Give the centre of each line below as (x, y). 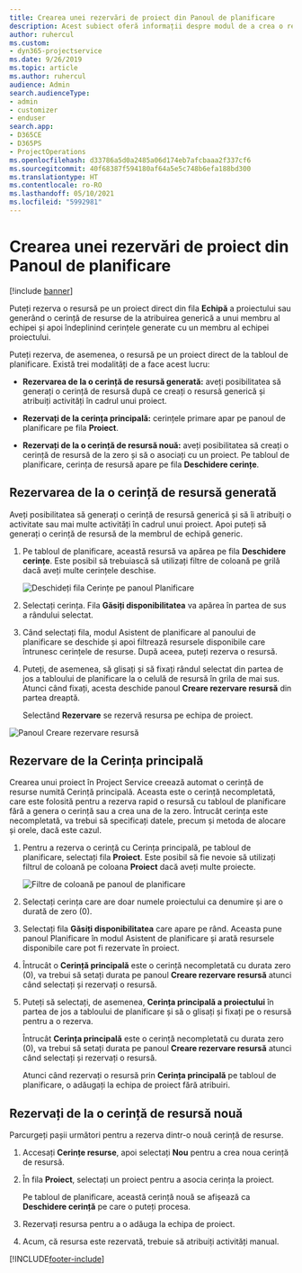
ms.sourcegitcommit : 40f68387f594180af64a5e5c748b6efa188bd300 (130, 169)
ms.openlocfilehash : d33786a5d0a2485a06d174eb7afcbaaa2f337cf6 (130, 160)
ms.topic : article (44, 69)
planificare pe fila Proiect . (70, 427)
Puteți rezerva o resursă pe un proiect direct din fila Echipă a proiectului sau (151, 308)
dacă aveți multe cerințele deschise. (89, 570)
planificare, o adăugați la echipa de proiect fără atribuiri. (126, 1085)
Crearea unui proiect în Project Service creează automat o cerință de (137, 783)
